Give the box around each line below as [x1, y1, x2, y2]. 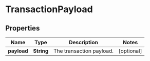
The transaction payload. [53, 47, 114, 54]
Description [69, 39, 99, 46]
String [33, 47, 49, 54]
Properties [5, 24, 40, 33]
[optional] [118, 47, 142, 54]
